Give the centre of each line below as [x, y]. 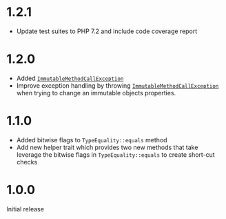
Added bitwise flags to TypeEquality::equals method [92, 140]
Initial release [25, 209]
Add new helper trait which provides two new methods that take [107, 147]
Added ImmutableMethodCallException [70, 78]
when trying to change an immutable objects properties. [96, 93]
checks [27, 162]
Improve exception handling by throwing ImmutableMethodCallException [117, 85]
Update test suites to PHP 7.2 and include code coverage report [107, 31]
